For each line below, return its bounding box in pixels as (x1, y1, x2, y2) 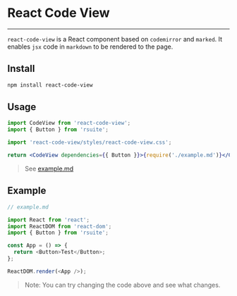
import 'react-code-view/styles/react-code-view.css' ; (7, 139, 172, 146)
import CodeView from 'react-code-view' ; (7, 120, 131, 127)
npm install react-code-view (7, 81, 93, 89)
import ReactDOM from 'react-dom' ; (7, 223, 112, 230)
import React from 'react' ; (7, 216, 90, 223)
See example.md (24, 164, 74, 173)
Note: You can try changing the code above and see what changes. (24, 280, 221, 289)
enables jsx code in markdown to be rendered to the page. (7, 42, 174, 51)
